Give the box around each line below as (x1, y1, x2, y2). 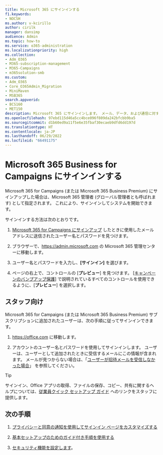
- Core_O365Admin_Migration (5, 84, 62, 89)
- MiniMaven (5, 88, 29, 93)
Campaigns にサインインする (5, 171, 122, 182)
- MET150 (5, 106, 23, 112)
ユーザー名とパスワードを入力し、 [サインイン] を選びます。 (12, 260, 131, 265)
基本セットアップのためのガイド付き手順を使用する (12, 434, 114, 440)
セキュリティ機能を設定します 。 (12, 444, 76, 450)
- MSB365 (5, 93, 23, 98)
